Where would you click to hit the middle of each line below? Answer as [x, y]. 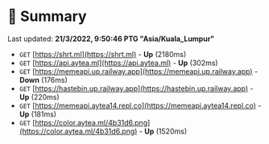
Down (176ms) [43, 80]
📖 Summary [47, 16]
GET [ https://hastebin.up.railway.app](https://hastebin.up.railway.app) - [136, 88]
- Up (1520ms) [163, 131]
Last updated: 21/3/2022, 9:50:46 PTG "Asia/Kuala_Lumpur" [111, 39]
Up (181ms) [38, 114]
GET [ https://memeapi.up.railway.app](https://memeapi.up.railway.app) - [139, 71]
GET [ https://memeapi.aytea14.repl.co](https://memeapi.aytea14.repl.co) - [140, 105]
